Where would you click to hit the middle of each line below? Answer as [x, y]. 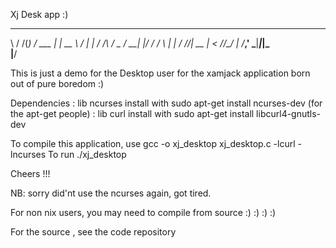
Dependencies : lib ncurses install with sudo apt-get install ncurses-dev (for [166, 103]
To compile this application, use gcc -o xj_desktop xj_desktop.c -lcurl [153, 143]
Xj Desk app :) [39, 14]
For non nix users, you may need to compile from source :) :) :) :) [143, 212]
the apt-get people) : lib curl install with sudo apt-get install [132, 113]
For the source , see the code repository [93, 232]
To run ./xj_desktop [87, 154]
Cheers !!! [30, 173]
